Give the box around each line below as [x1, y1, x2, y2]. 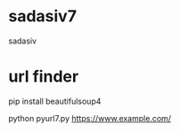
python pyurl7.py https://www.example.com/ [8, 113, 171, 123]
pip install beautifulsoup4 [8, 96, 102, 106]
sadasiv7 [8, 6, 78, 27]
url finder [8, 66, 79, 87]
